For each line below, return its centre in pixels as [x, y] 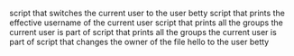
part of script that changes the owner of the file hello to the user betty [139, 42]
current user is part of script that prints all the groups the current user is [143, 32]
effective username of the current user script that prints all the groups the [147, 23]
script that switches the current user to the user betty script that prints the [147, 13]
